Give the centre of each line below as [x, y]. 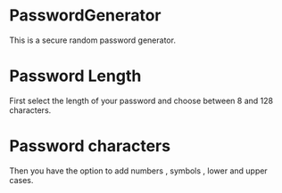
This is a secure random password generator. [93, 40]
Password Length [75, 76]
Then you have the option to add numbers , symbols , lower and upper [138, 171]
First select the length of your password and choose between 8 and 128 [141, 101]
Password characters [90, 146]
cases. [21, 180]
